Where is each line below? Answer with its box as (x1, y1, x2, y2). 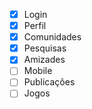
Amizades (23, 54, 66, 66)
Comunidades (23, 31, 82, 43)
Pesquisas (23, 42, 67, 54)
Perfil (23, 20, 47, 32)
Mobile (23, 65, 53, 77)
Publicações (23, 76, 76, 88)
